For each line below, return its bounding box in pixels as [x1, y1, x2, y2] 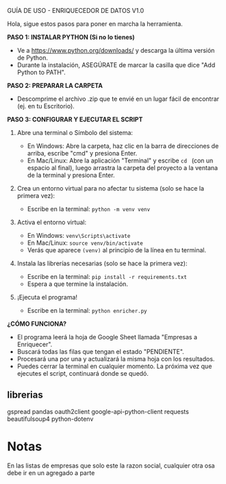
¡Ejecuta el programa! [16, 293, 77, 301]
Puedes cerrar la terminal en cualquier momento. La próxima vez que [16, 362, 212, 370]
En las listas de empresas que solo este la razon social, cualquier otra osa [7, 461, 215, 470]
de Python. [16, 53, 49, 62]
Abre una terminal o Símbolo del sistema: [16, 129, 134, 136]
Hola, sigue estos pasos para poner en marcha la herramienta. [7, 20, 183, 27]
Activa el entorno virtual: [16, 218, 87, 226]
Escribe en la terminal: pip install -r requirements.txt [27, 273, 187, 280]
